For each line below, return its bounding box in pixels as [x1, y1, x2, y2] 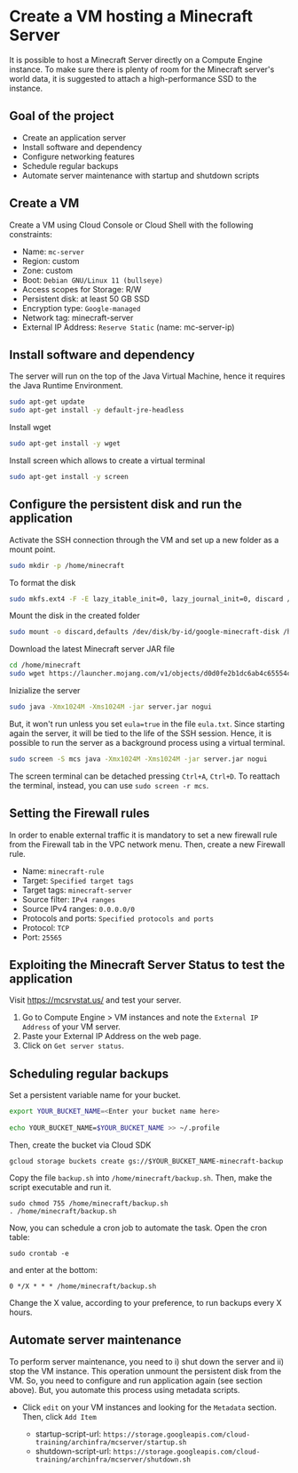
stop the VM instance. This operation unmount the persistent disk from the [9, 1365, 282, 1376]
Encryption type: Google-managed [21, 302, 141, 313]
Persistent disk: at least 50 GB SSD [21, 293, 151, 304]
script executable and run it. [9, 1181, 112, 1192]
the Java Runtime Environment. [9, 380, 123, 391]
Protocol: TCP [21, 922, 70, 933]
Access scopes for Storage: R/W [21, 284, 142, 294]
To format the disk [9, 577, 76, 588]
